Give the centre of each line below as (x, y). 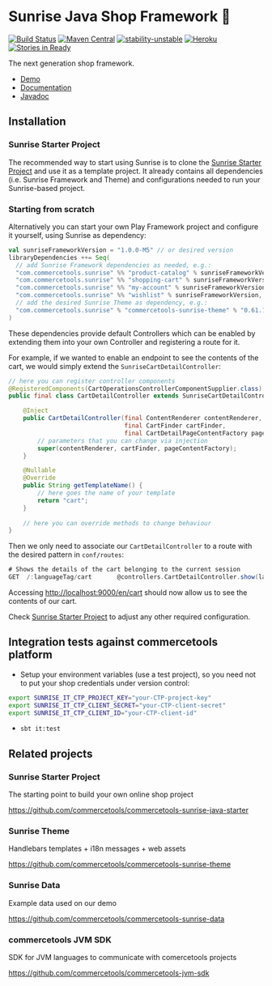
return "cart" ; (63, 500)
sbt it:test (40, 729)
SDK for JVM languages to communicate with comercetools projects (123, 958)
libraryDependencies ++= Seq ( (59, 257)
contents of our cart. (42, 601)
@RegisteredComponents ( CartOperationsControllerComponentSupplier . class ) (136, 389)
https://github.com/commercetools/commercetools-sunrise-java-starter (129, 810)
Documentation (46, 87)
